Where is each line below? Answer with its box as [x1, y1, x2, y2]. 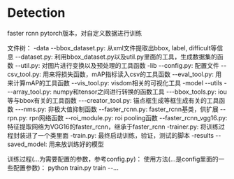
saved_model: [7, 140, 47, 148]
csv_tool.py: [7, 70, 42, 78]
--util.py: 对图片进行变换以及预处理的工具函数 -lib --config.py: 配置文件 [15, 61, 220, 69]
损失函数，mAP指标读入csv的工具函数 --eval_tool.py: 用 [61, 70, 222, 78]
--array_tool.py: [7, 87, 52, 96]
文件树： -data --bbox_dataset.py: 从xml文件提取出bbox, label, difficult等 [7, 43, 217, 52]
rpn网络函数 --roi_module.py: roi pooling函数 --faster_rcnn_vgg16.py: [29, 113, 228, 122]
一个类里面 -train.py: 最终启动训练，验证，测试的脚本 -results [37, 131, 214, 139]
